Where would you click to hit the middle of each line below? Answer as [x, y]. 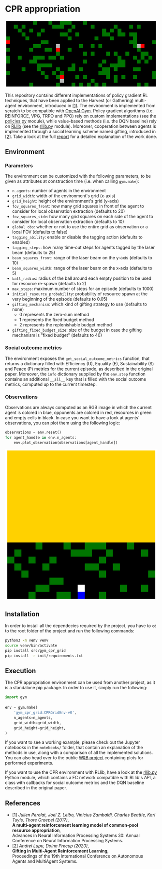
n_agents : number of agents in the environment [59, 191]
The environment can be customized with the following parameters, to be [78, 176]
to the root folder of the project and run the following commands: [70, 631]
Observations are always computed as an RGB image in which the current [78, 407]
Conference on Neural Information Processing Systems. [67, 841]
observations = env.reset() [33, 432]
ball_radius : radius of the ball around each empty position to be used [81, 278]
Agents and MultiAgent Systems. [45, 861]
